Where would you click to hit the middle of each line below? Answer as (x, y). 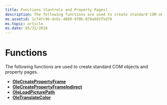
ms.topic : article (24, 24)
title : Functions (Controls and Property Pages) (56, 10)
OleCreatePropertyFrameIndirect (47, 87)
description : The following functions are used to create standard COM (81, 14)
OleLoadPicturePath (34, 92)
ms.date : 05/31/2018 (27, 28)
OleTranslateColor (32, 98)
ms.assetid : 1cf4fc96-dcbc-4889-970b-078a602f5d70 (59, 19)
